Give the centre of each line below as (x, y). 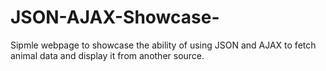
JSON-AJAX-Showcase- (115, 17)
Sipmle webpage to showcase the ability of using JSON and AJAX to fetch (163, 45)
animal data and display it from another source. (107, 55)
